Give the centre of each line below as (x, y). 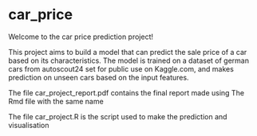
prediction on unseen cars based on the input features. (99, 77)
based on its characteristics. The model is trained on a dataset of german (129, 60)
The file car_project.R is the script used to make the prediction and (118, 116)
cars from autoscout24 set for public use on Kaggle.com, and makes (121, 68)
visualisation (29, 125)
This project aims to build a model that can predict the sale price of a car (128, 52)
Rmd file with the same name (56, 101)
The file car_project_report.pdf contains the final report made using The (127, 92)
